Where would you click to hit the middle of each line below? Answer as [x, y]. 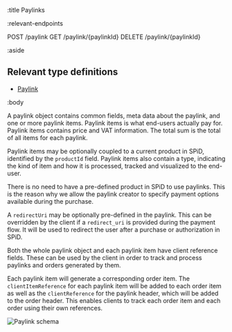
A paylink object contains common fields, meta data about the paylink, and [114, 115]
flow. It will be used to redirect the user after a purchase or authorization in [114, 229]
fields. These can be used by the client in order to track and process [105, 257]
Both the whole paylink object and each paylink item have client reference [113, 250]
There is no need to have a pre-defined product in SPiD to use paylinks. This [116, 186]
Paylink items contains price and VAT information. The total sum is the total [114, 130]
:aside [16, 50]
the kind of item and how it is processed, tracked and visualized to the [107, 166]
